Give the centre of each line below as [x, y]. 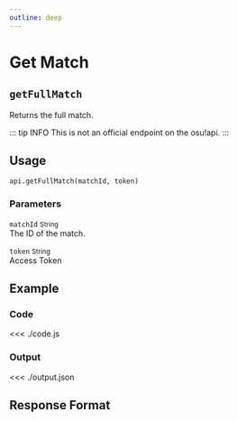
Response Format [60, 405]
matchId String [34, 224]
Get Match [49, 62]
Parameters [35, 204]
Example [34, 289]
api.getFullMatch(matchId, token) [74, 181]
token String [30, 252]
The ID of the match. [47, 233]
